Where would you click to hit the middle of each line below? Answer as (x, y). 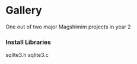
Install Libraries (28, 42)
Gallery (24, 10)
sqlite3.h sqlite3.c (27, 55)
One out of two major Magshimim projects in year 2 (68, 27)
